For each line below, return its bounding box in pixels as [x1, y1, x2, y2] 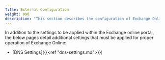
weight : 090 [5, 12, 29, 17]
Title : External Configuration [5, 7, 69, 12]
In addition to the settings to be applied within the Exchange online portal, [5, 30, 154, 36]
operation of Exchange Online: [5, 40, 67, 46]
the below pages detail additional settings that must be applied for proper [5, 35, 154, 40]
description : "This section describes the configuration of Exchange [5, 16, 151, 21]
